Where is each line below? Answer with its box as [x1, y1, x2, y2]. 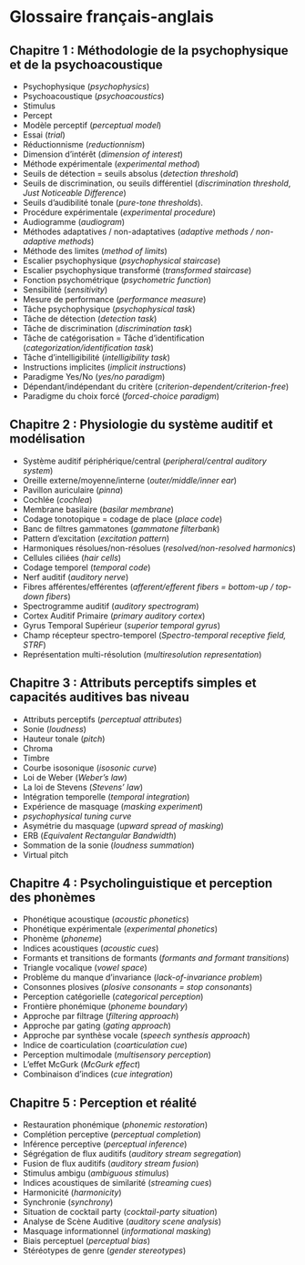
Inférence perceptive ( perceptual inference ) [22, 1138, 188, 1149]
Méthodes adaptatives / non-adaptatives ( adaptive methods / [22, 226, 254, 237]
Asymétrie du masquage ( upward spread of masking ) [22, 820, 225, 831]
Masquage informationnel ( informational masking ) [22, 1226, 212, 1237]
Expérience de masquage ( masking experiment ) [22, 801, 203, 811]
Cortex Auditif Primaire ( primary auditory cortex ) [22, 610, 206, 621]
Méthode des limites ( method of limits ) [22, 246, 168, 256]
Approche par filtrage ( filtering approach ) [22, 1011, 179, 1022]
